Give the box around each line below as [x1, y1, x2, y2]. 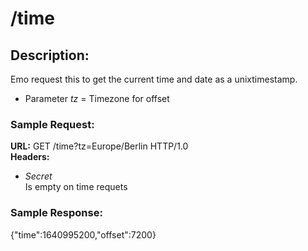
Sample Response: [10, 206, 103, 220]
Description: [10, 47, 90, 64]
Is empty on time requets [24, 181, 128, 193]
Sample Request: [10, 117, 95, 131]
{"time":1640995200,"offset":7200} [10, 228, 157, 241]
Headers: [10, 151, 50, 163]
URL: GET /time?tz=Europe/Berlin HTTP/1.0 [10, 140, 189, 152]
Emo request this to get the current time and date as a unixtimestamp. [10, 73, 298, 85]
